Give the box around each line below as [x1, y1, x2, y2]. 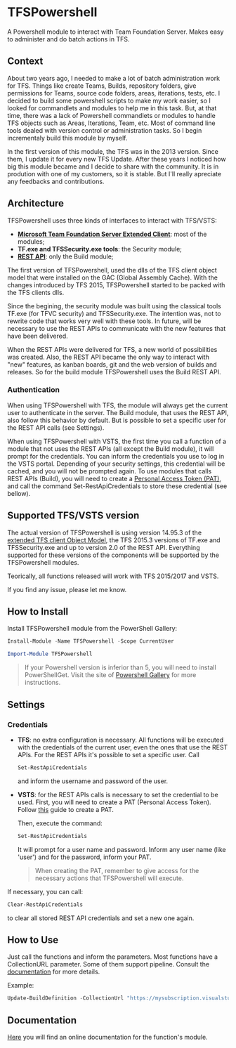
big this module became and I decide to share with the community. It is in [7, 162, 219, 171]
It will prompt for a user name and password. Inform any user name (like [17, 845, 226, 853]
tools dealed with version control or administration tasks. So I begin [7, 126, 202, 134]
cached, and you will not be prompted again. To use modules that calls [7, 466, 212, 475]
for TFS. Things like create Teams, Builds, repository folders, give [7, 81, 197, 90]
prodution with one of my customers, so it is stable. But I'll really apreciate [7, 169, 222, 178]
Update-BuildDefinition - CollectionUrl [7, 995, 124, 1002]
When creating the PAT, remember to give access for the [34, 866, 199, 875]
